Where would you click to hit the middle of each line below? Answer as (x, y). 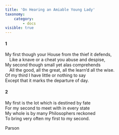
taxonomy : (15, 14)
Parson (12, 128)
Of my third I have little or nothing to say (46, 75)
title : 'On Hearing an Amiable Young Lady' (50, 10)
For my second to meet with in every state (48, 108)
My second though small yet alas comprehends (53, 65)
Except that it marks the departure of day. (47, 81)
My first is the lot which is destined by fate (48, 103)
